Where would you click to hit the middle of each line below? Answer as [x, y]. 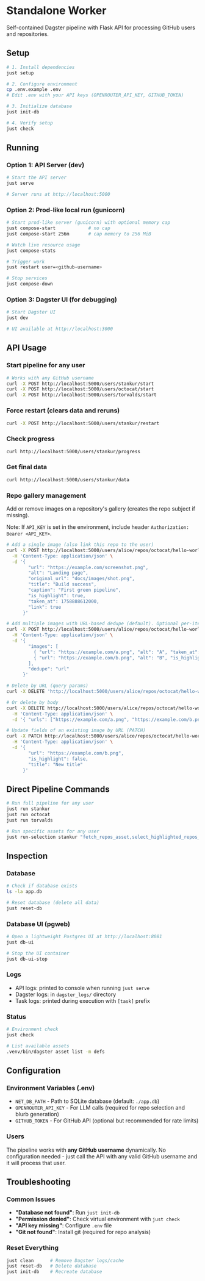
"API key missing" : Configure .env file [63, 1225]
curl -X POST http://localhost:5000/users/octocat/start [80, 389]
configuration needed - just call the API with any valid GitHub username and [102, 1156]
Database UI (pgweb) [38, 924]
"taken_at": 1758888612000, [64, 601]
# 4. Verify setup [30, 123]
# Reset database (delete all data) [53, 902]
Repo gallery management [46, 495]
